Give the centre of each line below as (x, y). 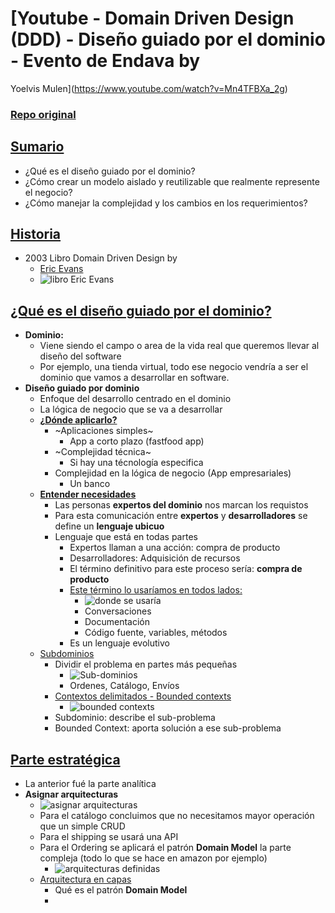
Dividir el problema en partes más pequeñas (146, 664)
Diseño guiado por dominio (82, 388)
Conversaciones (118, 611)
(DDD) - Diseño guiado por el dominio (168, 39)
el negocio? (48, 192)
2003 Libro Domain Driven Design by (101, 258)
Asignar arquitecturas (71, 794)
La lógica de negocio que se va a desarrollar (131, 409)
